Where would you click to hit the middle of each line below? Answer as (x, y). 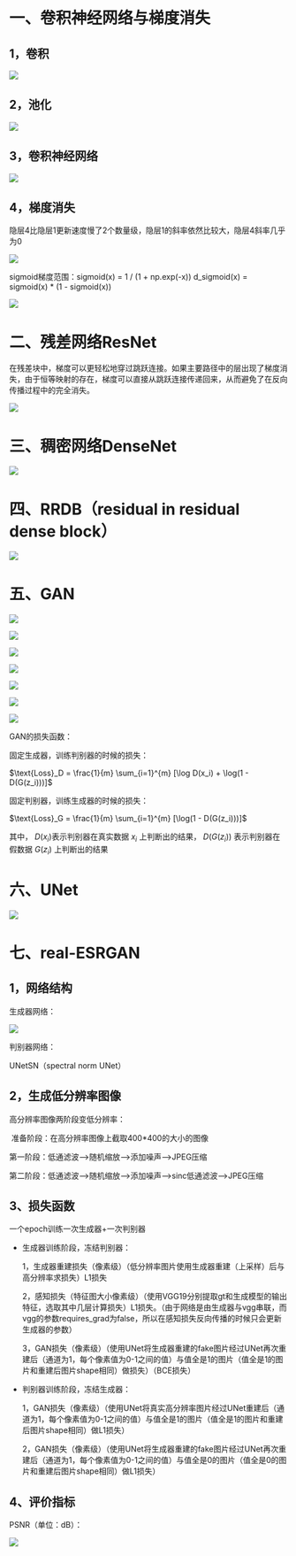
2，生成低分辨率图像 (65, 1096)
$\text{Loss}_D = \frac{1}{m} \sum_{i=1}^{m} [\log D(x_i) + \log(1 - (129, 773)
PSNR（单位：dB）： (46, 1525)
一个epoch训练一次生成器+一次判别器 (77, 1229)
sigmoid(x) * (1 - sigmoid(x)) (61, 287)
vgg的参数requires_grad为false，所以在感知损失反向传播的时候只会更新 (152, 1319)
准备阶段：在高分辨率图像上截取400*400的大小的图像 (110, 1137)
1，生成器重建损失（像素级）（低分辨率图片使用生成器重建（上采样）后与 (153, 1267)
